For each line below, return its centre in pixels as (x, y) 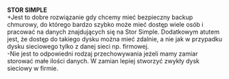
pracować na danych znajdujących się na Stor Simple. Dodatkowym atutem (113, 32)
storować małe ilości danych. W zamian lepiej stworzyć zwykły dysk (104, 61)
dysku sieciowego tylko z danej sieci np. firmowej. (78, 46)
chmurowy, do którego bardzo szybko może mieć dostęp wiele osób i (105, 24)
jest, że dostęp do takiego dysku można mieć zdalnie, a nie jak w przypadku (115, 39)
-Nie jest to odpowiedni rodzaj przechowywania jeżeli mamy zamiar (103, 54)
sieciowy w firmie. (33, 68)
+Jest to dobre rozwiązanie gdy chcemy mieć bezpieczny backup (100, 17)
